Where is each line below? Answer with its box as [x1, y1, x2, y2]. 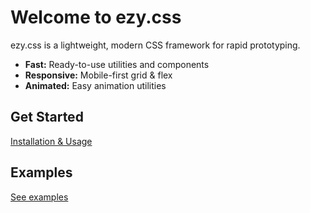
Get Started [10, 109, 84, 126]
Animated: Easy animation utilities [24, 79, 167, 91]
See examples [10, 191, 69, 203]
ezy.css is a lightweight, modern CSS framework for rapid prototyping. [10, 39, 301, 51]
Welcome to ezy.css [10, 6, 182, 29]
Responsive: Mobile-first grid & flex [24, 69, 173, 81]
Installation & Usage [10, 135, 93, 147]
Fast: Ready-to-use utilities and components [24, 58, 210, 70]
